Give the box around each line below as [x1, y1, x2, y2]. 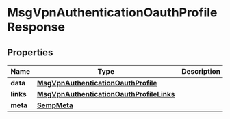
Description [181, 67, 221, 76]
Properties [7, 47, 53, 58]
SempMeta [36, 101, 73, 110]
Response [7, 19, 66, 35]
